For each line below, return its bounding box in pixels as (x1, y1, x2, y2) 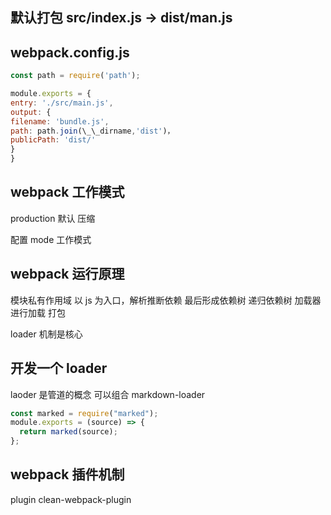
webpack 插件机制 (10, 466, 125, 483)
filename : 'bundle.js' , (10, 116, 110, 127)
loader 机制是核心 (10, 328, 83, 340)
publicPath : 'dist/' (10, 135, 97, 145)
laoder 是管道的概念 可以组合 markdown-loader (10, 388, 206, 400)
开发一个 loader (10, 360, 108, 377)
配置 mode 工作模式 (10, 233, 92, 245)
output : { (10, 107, 52, 117)
